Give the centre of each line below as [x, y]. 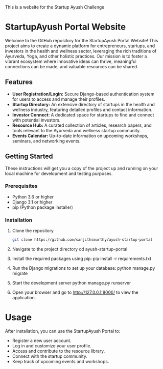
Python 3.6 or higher [33, 197]
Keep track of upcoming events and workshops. [60, 361]
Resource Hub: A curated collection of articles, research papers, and [82, 125]
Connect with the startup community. [49, 356]
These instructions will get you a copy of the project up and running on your [81, 168]
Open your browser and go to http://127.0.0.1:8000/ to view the [75, 292]
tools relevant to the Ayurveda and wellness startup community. [76, 130]
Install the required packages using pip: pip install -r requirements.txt [82, 259]
